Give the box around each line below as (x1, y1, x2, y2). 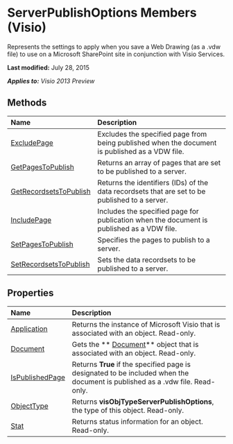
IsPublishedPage (10, 373, 66, 382)
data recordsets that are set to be (97, 186, 206, 196)
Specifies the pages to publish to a (97, 234, 210, 244)
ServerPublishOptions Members (7, 5, 197, 21)
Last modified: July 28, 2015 (7, 63, 90, 71)
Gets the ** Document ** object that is (71, 339, 199, 349)
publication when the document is (97, 215, 208, 225)
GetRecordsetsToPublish (10, 186, 92, 196)
